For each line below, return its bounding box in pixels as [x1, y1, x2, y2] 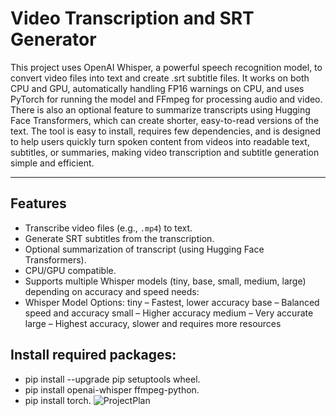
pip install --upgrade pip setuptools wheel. [24, 373, 201, 385]
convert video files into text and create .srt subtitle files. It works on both [10, 72, 310, 84]
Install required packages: [10, 347, 177, 364]
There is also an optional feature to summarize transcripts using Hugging [10, 103, 311, 116]
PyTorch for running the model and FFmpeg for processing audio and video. [10, 93, 323, 105]
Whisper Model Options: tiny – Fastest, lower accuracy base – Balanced [24, 296, 320, 308]
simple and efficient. [10, 157, 95, 169]
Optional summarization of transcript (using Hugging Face [24, 243, 265, 255]
